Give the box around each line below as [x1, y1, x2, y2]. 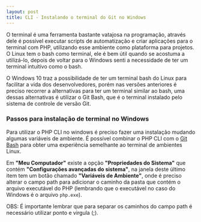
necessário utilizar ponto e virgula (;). [6, 209, 99, 216]
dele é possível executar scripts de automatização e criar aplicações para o [6, 37, 193, 44]
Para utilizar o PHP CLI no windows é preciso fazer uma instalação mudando [6, 128, 196, 136]
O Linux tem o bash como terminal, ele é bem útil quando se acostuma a [6, 50, 185, 57]
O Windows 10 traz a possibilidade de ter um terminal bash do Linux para [6, 74, 187, 82]
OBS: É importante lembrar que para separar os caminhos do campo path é [6, 202, 193, 210]
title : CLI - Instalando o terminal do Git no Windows [6, 14, 146, 20]
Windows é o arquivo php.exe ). [6, 191, 82, 198]
